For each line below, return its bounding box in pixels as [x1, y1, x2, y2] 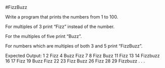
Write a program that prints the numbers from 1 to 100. [5, 14, 118, 19]
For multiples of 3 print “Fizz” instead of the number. [5, 23, 115, 29]
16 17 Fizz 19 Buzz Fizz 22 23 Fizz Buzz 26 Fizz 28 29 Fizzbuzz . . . [5, 58, 145, 64]
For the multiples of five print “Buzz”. [5, 33, 82, 39]
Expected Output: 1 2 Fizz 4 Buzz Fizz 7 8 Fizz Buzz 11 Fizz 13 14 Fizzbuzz [5, 52, 160, 58]
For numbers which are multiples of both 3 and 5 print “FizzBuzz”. [5, 43, 143, 49]
